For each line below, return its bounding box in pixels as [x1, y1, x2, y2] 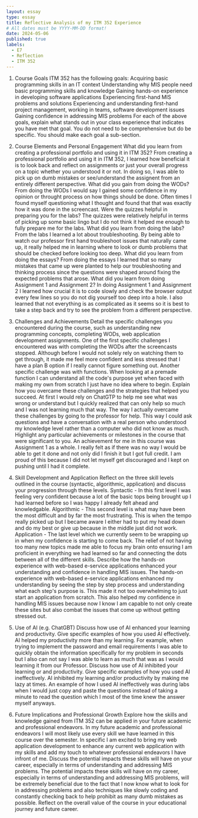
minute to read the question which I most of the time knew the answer [14, 693, 185, 700]
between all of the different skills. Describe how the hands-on [14, 556, 165, 563]
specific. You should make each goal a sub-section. [14, 131, 141, 138]
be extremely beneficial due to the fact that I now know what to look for [14, 780, 189, 787]
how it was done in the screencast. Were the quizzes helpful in [14, 206, 168, 213]
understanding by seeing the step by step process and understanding [14, 581, 185, 588]
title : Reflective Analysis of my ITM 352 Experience [6, 20, 142, 25]
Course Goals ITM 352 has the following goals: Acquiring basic [14, 75, 168, 82]
